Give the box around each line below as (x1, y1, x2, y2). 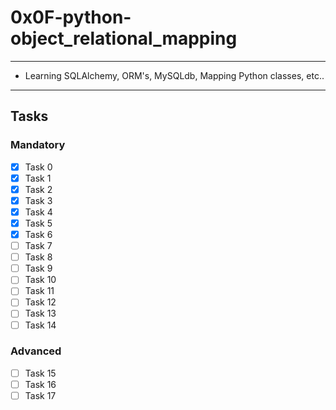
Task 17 (24, 389, 57, 401)
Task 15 (24, 367, 57, 379)
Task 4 (24, 206, 53, 218)
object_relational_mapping (10, 27, 238, 50)
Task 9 (24, 262, 53, 275)
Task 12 (24, 296, 57, 308)
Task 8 (24, 251, 53, 263)
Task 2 (24, 183, 53, 195)
